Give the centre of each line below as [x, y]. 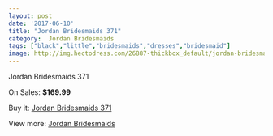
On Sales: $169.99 [40, 92]
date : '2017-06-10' [41, 23]
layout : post [30, 16]
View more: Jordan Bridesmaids [62, 123]
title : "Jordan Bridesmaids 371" [65, 31]
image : [19, 53]
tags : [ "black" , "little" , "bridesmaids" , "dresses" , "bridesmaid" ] [119, 46]
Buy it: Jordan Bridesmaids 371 [60, 108]
